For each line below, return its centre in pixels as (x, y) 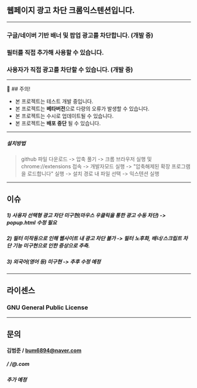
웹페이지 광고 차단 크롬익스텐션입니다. (71, 11)
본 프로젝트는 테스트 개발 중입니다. (54, 101)
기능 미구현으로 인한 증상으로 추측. (51, 246)
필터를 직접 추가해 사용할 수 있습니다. (55, 53)
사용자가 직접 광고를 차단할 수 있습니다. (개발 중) (70, 70)
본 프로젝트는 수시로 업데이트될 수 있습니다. (64, 116)
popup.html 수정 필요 (32, 222)
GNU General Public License (47, 307)
